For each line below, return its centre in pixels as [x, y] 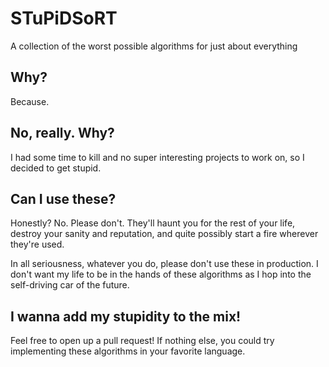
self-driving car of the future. [70, 285]
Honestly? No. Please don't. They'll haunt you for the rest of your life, [153, 223]
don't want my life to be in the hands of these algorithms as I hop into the [161, 274]
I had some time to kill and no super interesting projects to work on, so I [157, 157]
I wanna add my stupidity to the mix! [126, 316]
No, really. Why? [62, 133]
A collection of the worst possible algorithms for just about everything [154, 46]
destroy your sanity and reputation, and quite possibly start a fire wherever [164, 234]
